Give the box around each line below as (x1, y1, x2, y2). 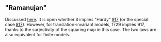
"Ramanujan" (5, 4, 47, 12)
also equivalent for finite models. (5, 31, 70, 37)
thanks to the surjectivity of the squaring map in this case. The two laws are (5, 26, 157, 32)
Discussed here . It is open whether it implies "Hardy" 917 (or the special (5, 16, 149, 22)
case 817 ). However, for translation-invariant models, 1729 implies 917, (5, 21, 145, 27)
